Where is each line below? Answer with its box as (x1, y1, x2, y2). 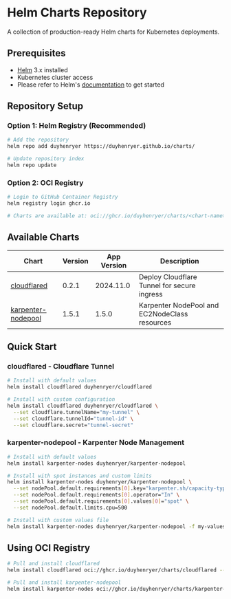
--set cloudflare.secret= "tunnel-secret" (13, 422, 134, 428)
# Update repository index (7, 155, 85, 162)
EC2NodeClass (138, 309, 188, 318)
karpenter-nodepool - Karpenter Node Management (7, 438, 184, 448)
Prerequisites (7, 47, 66, 59)
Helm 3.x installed (16, 65, 68, 74)
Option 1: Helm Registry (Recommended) (7, 121, 146, 131)
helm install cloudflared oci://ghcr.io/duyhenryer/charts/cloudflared (7, 567, 217, 574)
